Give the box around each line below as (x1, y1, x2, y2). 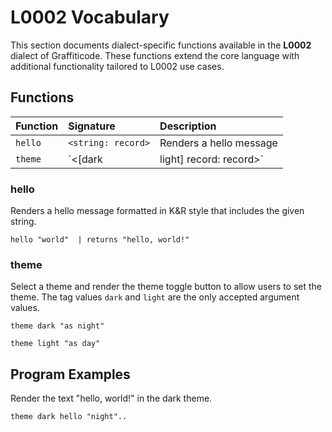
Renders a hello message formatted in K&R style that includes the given (10, 205, 305, 217)
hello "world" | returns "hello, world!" (10, 235, 190, 245)
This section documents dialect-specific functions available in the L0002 (10, 39, 312, 51)
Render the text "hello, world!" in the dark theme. (10, 392, 213, 405)
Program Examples (10, 366, 131, 383)
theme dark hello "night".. (10, 412, 128, 422)
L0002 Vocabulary (10, 6, 170, 29)
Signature (68, 119, 116, 133)
